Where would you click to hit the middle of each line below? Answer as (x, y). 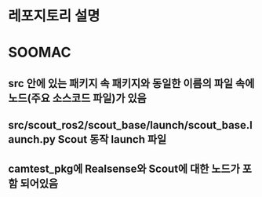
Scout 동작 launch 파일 (112, 139)
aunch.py (32, 139)
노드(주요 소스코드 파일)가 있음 (77, 98)
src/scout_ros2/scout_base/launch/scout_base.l (131, 125)
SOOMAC (40, 53)
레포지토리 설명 (54, 16)
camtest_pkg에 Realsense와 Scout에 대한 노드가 (124, 168)
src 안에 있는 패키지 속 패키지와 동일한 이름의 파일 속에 (131, 83)
